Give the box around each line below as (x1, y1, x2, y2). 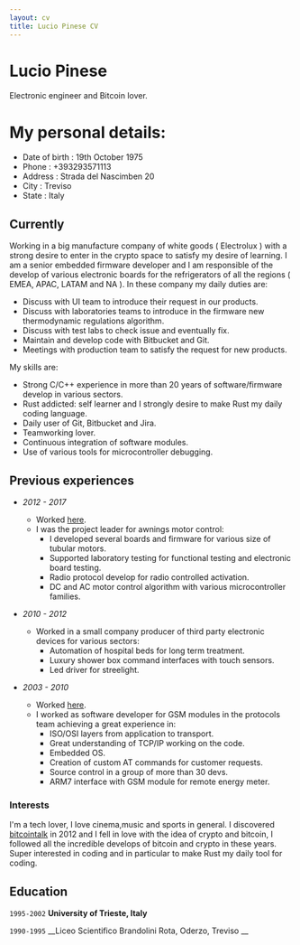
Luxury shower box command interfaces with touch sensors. (49, 655, 275, 665)
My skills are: (9, 362, 59, 373)
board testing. (49, 562, 102, 573)
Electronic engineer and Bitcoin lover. (9, 90, 149, 101)
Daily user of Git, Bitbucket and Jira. (22, 417, 157, 429)
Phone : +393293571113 (22, 162, 112, 173)
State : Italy (22, 191, 65, 201)
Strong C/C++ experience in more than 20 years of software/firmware (22, 379, 283, 390)
